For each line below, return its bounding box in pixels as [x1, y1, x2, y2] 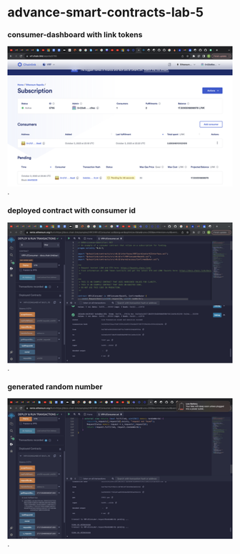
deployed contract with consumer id [7, 206, 136, 216]
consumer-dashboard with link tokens [7, 30, 143, 40]
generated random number [7, 381, 103, 391]
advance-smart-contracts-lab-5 [7, 4, 204, 21]
